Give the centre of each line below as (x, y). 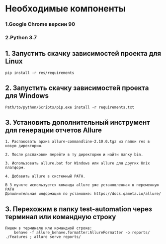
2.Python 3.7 (21, 38)
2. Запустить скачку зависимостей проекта (77, 88)
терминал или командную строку (61, 217)
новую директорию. (24, 146)
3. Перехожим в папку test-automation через (79, 209)
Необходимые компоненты (65, 9)
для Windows (27, 96)
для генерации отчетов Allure (53, 130)
